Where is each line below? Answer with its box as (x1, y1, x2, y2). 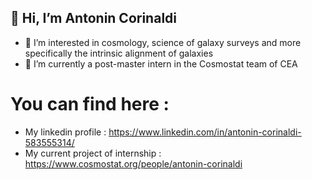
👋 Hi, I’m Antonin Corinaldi (10, 10, 177, 27)
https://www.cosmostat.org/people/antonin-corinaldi (24, 157, 243, 170)
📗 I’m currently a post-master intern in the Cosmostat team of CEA (24, 57, 298, 70)
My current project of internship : (24, 147, 162, 159)
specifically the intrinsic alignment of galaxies (24, 47, 214, 59)
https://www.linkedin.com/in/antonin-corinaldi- (108, 126, 302, 138)
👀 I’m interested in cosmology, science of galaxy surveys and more (24, 36, 302, 48)
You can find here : (10, 93, 170, 115)
